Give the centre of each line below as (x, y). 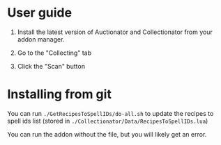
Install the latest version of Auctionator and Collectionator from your (115, 32)
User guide (39, 13)
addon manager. (41, 39)
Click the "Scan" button (51, 66)
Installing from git (59, 94)
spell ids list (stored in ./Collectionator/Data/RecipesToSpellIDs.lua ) (108, 121)
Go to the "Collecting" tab (54, 53)
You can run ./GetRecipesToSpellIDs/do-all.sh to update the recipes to (110, 113)
